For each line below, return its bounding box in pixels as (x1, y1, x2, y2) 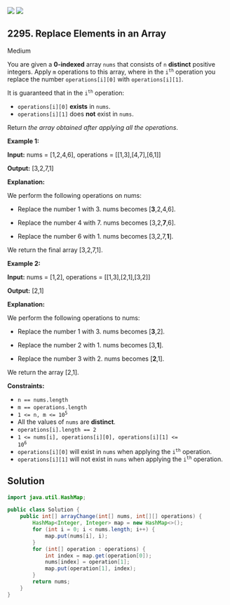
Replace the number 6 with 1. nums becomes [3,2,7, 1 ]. (17, 232, 174, 240)
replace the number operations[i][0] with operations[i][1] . (7, 74, 184, 84)
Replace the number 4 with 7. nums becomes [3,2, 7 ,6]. (17, 218, 176, 227)
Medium (7, 46, 32, 55)
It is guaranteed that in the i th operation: (7, 88, 125, 97)
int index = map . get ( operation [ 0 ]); (44, 552, 152, 559)
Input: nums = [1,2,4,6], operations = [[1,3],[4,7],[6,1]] (7, 150, 161, 159)
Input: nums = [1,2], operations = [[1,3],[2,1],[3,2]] (7, 272, 151, 281)
